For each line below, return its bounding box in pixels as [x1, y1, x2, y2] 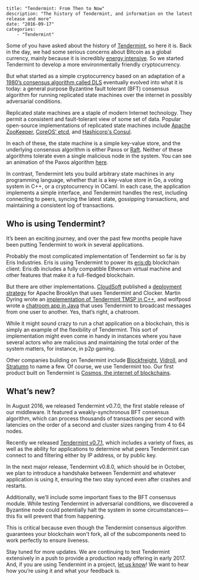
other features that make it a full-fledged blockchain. [6, 271, 135, 279]
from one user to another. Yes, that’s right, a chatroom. [6, 308, 140, 315]
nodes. [6, 427, 23, 434]
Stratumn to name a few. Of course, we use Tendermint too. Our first [6, 363, 174, 370]
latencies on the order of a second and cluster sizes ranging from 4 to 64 [6, 421, 185, 428]
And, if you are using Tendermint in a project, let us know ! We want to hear [6, 560, 189, 568]
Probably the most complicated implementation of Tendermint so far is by [6, 253, 187, 260]
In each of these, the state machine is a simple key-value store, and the [6, 140, 181, 147]
